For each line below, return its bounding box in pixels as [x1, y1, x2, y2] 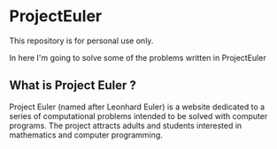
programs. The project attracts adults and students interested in [9, 120, 242, 130]
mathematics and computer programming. [9, 130, 164, 140]
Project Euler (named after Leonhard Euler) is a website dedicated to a [9, 101, 265, 112]
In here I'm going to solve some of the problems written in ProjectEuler [9, 52, 267, 63]
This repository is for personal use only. [9, 35, 154, 46]
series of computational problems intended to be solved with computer [9, 110, 268, 121]
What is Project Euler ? [9, 78, 137, 93]
